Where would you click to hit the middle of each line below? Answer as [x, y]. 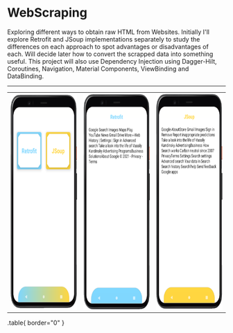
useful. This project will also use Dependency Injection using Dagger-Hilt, [112, 61]
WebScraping [48, 13]
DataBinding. [26, 76]
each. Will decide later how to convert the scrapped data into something [110, 54]
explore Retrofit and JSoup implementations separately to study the [104, 39]
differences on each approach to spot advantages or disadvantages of [108, 46]
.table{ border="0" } [36, 323]
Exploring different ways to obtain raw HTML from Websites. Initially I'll [109, 32]
